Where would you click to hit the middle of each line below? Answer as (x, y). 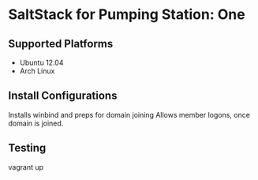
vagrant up (26, 167)
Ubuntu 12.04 (41, 62)
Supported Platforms (61, 44)
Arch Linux (37, 71)
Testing (27, 148)
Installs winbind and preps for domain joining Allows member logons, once (129, 114)
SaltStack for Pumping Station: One (127, 15)
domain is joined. (36, 123)
